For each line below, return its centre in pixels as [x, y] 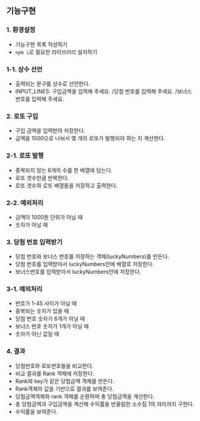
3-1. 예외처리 [24, 289]
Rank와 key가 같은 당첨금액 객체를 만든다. [64, 381]
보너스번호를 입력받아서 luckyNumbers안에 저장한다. [78, 272]
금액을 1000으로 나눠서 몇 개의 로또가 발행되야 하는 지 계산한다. [90, 139]
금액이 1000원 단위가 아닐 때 [49, 217]
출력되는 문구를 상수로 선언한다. [52, 84]
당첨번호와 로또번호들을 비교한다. [54, 365]
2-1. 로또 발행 [25, 156]
